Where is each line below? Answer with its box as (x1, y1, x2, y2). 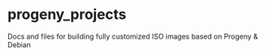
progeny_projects (7, 6, 127, 24)
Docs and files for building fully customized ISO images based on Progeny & (7, 32, 259, 41)
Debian (7, 39, 31, 49)
